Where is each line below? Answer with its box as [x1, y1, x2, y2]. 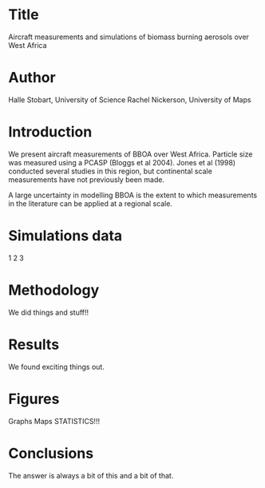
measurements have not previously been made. [8, 174, 165, 184]
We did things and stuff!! [8, 307, 89, 317]
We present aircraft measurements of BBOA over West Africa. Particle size [8, 149, 253, 159]
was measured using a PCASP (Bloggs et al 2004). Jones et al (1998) [8, 157, 236, 167]
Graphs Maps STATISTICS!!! [8, 416, 101, 426]
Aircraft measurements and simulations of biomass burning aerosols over [8, 32, 250, 42]
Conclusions [8, 444, 94, 462]
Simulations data [8, 227, 123, 244]
